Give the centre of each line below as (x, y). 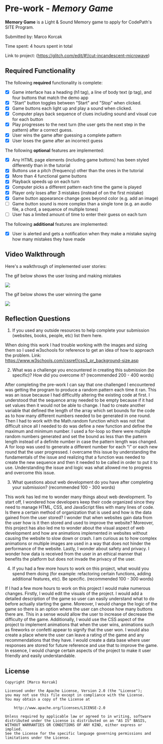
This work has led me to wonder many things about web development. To (79, 497)
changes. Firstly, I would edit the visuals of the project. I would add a (74, 594)
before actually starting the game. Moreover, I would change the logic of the (81, 604)
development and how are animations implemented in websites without (76, 533)
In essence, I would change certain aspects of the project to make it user (78, 651)
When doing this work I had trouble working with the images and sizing (76, 345)
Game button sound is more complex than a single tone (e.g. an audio (82, 203)
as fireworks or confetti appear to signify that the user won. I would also (77, 630)
